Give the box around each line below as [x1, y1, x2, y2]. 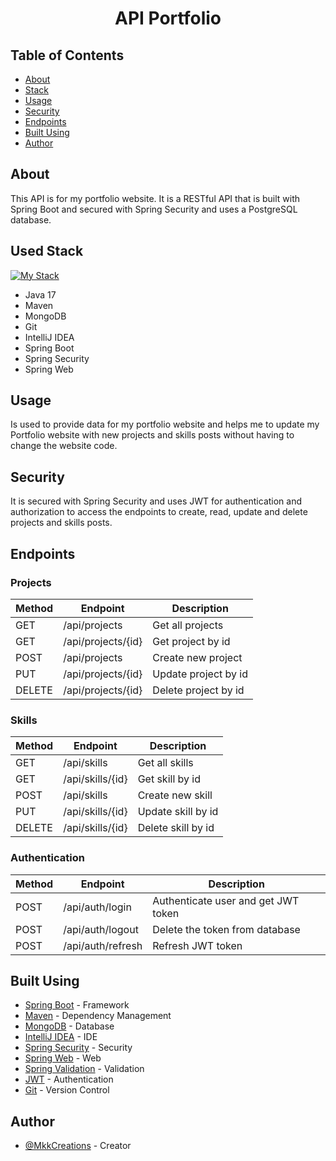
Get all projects [152, 618, 224, 632]
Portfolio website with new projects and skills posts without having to [10, 429, 295, 441]
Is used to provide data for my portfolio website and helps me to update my [10, 418, 320, 431]
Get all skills [137, 756, 194, 770]
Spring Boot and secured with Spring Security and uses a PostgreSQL [10, 203, 298, 215]
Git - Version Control [24, 1084, 110, 1096]
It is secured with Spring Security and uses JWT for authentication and [10, 495, 303, 507]
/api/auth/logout [63, 922, 139, 936]
